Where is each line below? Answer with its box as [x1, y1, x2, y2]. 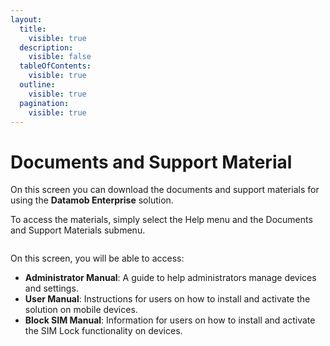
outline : [19, 80, 56, 90]
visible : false [28, 52, 92, 62]
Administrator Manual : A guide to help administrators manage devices [24, 272, 317, 284]
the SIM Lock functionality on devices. [24, 325, 183, 337]
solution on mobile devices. [24, 304, 138, 316]
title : [19, 24, 47, 34]
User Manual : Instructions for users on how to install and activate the [24, 293, 311, 305]
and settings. [24, 282, 79, 295]
